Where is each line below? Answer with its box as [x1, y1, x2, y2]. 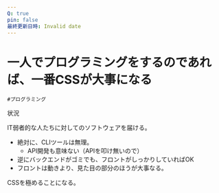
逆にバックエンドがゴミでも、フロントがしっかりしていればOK [16, 155, 194, 163]
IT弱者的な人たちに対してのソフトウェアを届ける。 [7, 124, 151, 132]
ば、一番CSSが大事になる [7, 71, 152, 87]
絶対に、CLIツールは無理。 [16, 138, 93, 146]
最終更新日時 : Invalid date [7, 23, 81, 30]
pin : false [7, 16, 38, 23]
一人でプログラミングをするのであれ [7, 54, 211, 70]
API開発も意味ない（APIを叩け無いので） [27, 147, 143, 155]
